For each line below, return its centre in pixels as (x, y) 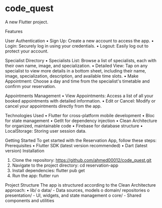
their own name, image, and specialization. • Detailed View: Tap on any (76, 66)
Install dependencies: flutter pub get (48, 170)
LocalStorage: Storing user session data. (46, 131)
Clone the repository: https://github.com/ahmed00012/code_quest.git (82, 160)
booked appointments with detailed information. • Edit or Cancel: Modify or (80, 101)
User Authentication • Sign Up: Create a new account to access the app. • (80, 41)
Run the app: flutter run (36, 175)
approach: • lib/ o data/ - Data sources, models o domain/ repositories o (77, 190)
